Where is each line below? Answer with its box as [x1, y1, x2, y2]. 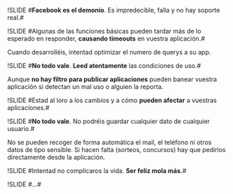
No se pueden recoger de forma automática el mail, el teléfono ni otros [7, 138, 212, 146]
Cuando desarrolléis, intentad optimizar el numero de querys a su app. [7, 48, 211, 56]
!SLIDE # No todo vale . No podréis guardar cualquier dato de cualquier [7, 117, 211, 125]
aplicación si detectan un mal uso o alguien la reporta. [7, 83, 164, 90]
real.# [7, 13, 25, 22]
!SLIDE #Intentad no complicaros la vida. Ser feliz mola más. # [7, 167, 187, 174]
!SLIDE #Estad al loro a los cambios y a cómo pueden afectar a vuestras [7, 96, 218, 104]
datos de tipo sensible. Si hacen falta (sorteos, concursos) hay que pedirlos [7, 146, 226, 153]
